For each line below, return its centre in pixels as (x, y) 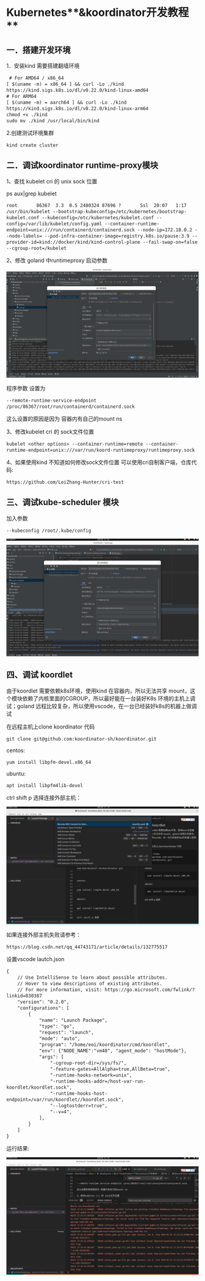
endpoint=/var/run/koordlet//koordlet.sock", (65, 1100)
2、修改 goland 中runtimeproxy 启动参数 (57, 260)
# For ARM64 (21, 96)
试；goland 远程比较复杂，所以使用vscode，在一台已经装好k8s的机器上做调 (102, 706)
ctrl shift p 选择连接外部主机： (44, 797)
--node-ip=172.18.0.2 (164, 230)
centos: (16, 750)
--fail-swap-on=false (170, 242)
